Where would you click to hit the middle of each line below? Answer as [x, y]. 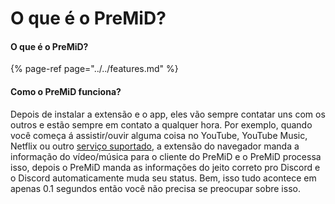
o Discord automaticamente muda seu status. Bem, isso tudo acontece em [163, 178]
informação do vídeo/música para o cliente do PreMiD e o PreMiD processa [166, 156]
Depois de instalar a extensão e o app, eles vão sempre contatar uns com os [168, 114]
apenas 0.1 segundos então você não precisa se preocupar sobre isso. [155, 188]
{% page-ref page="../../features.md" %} [94, 69]
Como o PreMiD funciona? [66, 91]
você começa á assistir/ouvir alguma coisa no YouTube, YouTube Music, [159, 135]
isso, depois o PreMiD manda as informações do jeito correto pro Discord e [165, 167]
